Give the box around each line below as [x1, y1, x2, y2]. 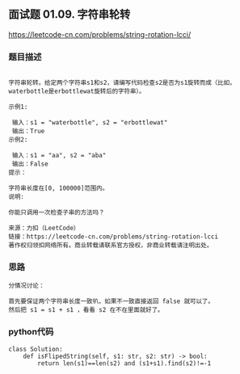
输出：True [11, 128, 45, 136]
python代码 [8, 326, 54, 338]
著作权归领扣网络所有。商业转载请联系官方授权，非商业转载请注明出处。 [8, 242, 213, 250]
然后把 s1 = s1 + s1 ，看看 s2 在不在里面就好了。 [8, 306, 164, 314]
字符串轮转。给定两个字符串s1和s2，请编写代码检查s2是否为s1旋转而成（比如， [8, 79, 236, 87]
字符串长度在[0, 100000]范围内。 [8, 184, 109, 192]
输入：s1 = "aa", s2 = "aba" [11, 152, 107, 160]
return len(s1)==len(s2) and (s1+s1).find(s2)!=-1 [37, 359, 212, 368]
